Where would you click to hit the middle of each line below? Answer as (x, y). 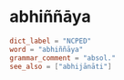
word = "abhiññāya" (46, 49)
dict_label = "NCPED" (51, 41)
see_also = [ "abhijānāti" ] (61, 66)
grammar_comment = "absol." (63, 58)
